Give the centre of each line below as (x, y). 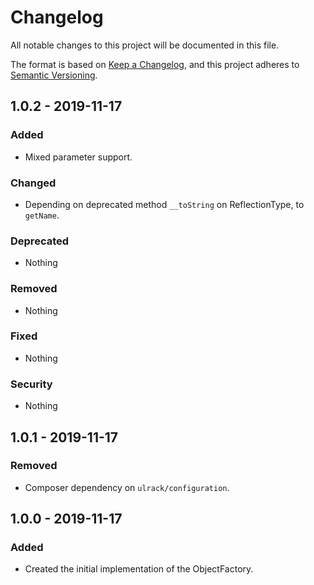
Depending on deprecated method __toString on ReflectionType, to (164, 204)
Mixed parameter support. (78, 157)
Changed (33, 183)
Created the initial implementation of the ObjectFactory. (139, 569)
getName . (42, 215)
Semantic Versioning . (54, 75)
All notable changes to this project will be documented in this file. (145, 45)
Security (31, 384)
